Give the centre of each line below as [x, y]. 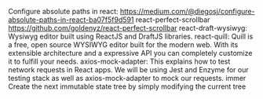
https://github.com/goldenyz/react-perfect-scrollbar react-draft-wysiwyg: [128, 28]
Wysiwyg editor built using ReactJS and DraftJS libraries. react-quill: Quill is [131, 36]
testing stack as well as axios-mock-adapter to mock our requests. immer [127, 78]
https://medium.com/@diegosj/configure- [188, 11]
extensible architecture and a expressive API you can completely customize [130, 53]
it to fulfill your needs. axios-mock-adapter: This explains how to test [119, 61]
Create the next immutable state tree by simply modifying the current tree [127, 86]
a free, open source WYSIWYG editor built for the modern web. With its [123, 45]
